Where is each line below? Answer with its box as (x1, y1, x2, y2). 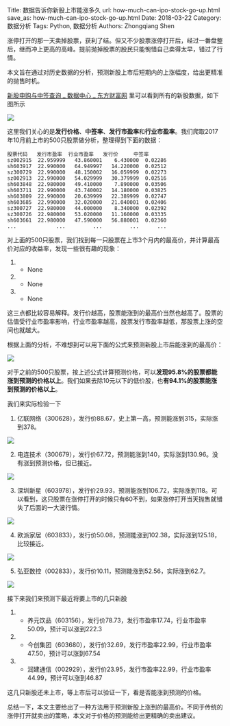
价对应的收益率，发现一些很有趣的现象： (7, 244, 121, 253)
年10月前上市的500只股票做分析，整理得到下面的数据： (7, 136, 163, 144)
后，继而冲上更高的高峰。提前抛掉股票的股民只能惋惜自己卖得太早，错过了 (7, 45, 217, 53)
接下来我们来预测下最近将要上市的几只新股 (7, 594, 127, 602)
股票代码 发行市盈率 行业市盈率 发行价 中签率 (7, 151, 149, 158)
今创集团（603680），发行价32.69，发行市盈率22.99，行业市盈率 (27, 641, 212, 648)
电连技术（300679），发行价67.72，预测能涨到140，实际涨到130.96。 (16, 450, 213, 458)
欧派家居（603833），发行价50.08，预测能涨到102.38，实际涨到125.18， (16, 531, 221, 539)
